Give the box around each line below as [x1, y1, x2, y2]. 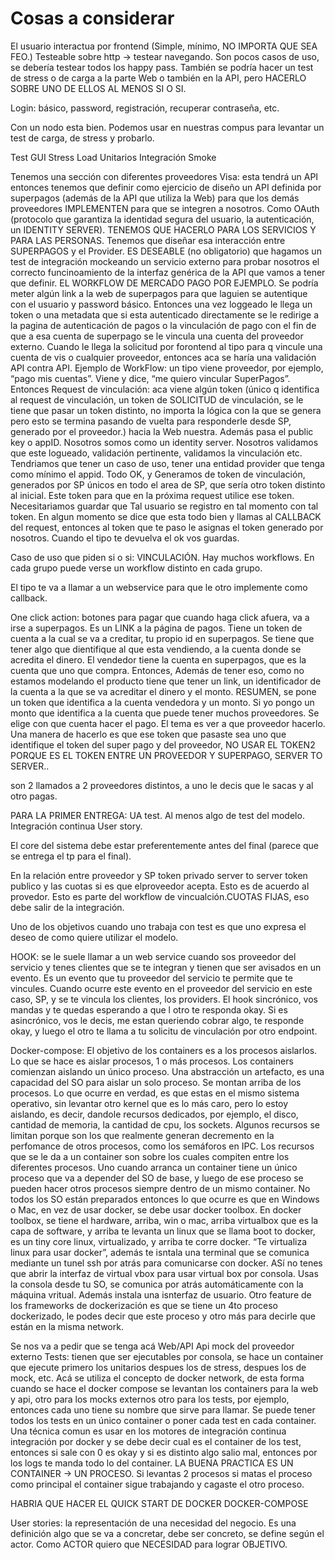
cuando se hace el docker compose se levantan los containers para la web [10, 1382, 319, 1394]
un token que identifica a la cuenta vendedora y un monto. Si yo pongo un [10, 696, 315, 708]
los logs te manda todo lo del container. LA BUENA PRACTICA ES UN [10, 1457, 294, 1469]
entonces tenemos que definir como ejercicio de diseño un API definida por [10, 181, 322, 193]
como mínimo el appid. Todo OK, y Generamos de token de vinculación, [10, 468, 306, 480]
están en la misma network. [10, 1320, 124, 1332]
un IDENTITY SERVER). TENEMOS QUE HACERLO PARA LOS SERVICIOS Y [10, 223, 317, 236]
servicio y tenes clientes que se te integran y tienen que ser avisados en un [10, 961, 322, 973]
